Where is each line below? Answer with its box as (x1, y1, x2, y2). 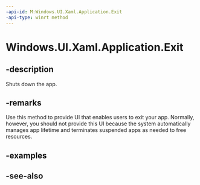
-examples (5, 150, 47, 160)
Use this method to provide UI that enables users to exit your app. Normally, (5, 114, 195, 121)
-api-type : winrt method (5, 14, 68, 20)
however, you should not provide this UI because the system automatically (5, 120, 191, 127)
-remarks (5, 98, 42, 108)
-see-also (5, 171, 44, 181)
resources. (5, 133, 33, 140)
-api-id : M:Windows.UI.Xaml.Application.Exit (5, 8, 122, 15)
